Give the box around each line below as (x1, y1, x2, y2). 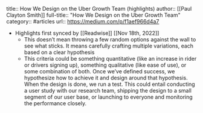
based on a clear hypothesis (24, 49, 95, 56)
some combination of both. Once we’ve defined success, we (24, 68, 175, 75)
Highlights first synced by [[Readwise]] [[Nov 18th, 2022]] (14, 29, 159, 37)
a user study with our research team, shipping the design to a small (24, 87, 192, 94)
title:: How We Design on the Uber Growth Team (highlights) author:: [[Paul (6, 5, 192, 12)
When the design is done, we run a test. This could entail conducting (24, 81, 195, 88)
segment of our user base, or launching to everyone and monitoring (24, 93, 193, 100)
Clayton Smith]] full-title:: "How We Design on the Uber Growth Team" (6, 11, 181, 19)
